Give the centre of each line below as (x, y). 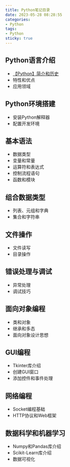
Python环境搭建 (30, 104)
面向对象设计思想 (30, 335)
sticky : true (19, 39)
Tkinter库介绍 (27, 366)
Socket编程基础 (29, 409)
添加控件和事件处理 (33, 378)
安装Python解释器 (31, 117)
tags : (11, 29)
